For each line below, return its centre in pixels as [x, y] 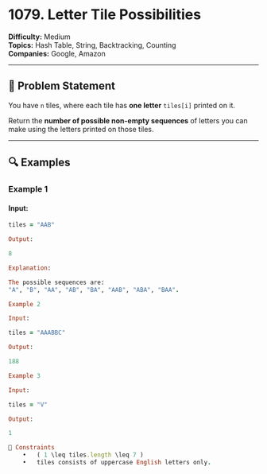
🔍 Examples [39, 163]
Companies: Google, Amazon [57, 53]
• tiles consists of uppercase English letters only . [117, 463]
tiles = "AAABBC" [37, 333]
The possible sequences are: [56, 282]
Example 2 [25, 304]
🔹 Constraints [32, 448]
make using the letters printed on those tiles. [81, 129]
